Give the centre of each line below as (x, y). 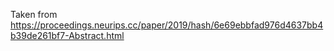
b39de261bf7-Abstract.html (67, 35)
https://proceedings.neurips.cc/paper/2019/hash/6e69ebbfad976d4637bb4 (167, 25)
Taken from (34, 14)
